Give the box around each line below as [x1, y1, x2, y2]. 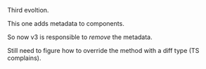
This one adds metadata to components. [7, 20, 124, 27]
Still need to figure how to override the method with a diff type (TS [7, 47, 200, 54]
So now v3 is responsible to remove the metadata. [7, 33, 153, 41]
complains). [7, 54, 41, 62]
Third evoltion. [7, 6, 49, 14]
